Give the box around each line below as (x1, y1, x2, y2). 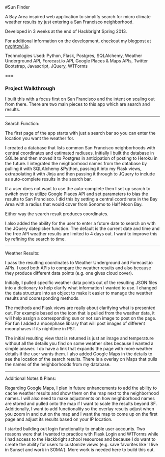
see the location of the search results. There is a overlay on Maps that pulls (5, 356, 158, 362)
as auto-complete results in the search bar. (5, 176, 92, 182)
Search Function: (5, 120, 40, 127)
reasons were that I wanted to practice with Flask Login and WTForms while (5, 431, 159, 437)
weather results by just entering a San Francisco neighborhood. (5, 19, 134, 25)
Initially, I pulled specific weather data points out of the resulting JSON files (5, 280, 157, 286)
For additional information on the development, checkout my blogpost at (5, 38, 151, 44)
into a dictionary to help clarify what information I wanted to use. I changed (5, 285, 157, 291)
